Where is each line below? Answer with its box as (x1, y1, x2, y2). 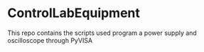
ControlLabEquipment (7, 5, 141, 21)
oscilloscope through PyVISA (7, 36, 93, 44)
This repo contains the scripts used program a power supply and (7, 28, 197, 37)
